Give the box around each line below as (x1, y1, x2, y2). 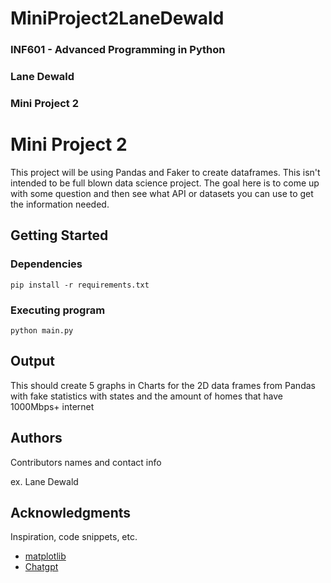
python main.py (10, 325, 74, 336)
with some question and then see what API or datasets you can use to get (10, 187, 314, 199)
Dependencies (10, 257, 83, 271)
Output (10, 353, 55, 370)
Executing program (10, 303, 106, 317)
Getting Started (10, 227, 109, 244)
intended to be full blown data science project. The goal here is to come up (10, 177, 320, 189)
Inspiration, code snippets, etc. (10, 531, 138, 543)
